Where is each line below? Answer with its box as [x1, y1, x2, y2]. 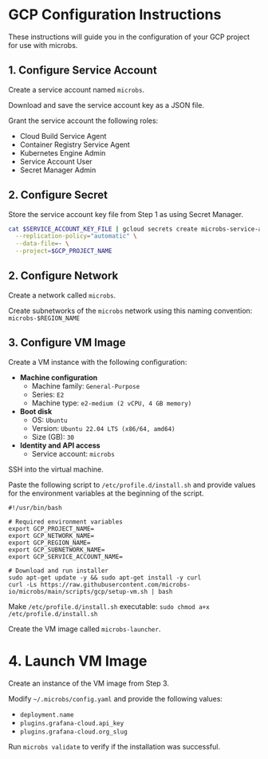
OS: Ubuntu [31, 415, 68, 425]
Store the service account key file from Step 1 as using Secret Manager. [8, 209, 244, 219]
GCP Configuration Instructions [8, 6, 222, 24]
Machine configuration [19, 373, 98, 382]
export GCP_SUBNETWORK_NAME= [8, 545, 105, 554]
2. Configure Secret [8, 188, 108, 202]
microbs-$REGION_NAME [8, 314, 81, 322]
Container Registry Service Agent [19, 140, 130, 149]
